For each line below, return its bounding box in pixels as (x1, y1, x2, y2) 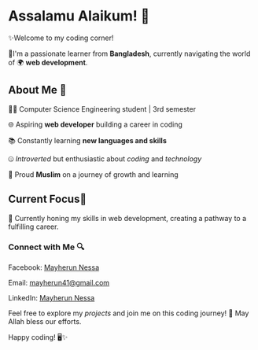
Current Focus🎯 (8, 193, 87, 206)
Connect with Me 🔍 (8, 241, 85, 252)
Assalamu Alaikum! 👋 (8, 7, 150, 25)
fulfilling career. (8, 222, 59, 231)
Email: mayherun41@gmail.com (8, 278, 110, 287)
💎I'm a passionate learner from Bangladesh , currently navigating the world (8, 49, 251, 58)
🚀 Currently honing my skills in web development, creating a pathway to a (8, 213, 247, 223)
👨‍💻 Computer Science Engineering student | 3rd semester (8, 104, 197, 113)
